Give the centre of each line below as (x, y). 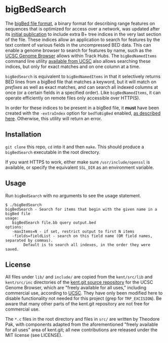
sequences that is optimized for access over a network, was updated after (83, 28)
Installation (23, 135)
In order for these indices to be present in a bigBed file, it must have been (82, 108)
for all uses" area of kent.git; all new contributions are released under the (81, 330)
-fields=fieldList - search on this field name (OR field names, (82, 236)
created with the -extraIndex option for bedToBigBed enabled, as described (83, 113)
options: (14, 227)
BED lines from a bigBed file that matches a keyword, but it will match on (81, 82)
